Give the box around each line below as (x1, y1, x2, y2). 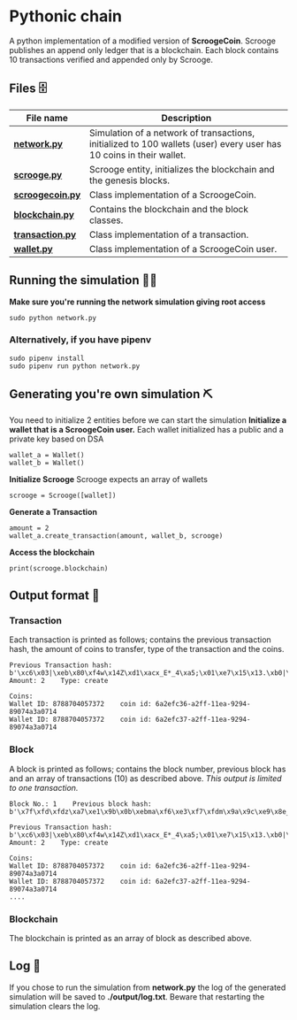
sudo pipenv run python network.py (9, 361, 141, 371)
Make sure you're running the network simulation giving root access (9, 296, 266, 307)
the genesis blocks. (89, 174, 171, 187)
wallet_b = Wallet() (9, 458, 86, 467)
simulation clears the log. (9, 1001, 101, 1011)
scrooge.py (13, 168, 63, 180)
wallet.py (13, 242, 53, 255)
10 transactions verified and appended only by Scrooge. (9, 54, 214, 65)
